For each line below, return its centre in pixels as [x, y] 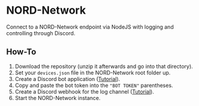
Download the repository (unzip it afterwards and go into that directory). [104, 66]
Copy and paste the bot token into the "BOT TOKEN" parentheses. [94, 85]
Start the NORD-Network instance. [58, 98]
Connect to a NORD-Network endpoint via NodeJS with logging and [90, 27]
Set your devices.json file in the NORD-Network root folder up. [93, 73]
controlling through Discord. [41, 33]
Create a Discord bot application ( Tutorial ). [67, 79]
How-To [21, 52]
